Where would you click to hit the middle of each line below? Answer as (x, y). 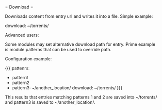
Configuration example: (28, 59)
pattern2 (21, 82)
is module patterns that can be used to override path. (58, 49)
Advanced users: (22, 35)
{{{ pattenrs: (17, 68)
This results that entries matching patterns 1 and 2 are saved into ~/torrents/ (81, 97)
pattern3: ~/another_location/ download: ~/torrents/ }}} (67, 88)
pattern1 (20, 77)
